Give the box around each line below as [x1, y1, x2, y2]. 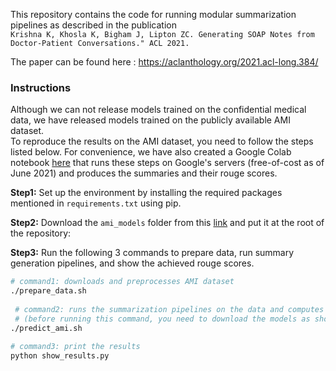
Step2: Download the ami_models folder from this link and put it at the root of [10, 217, 325, 229]
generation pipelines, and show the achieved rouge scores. [10, 257, 255, 269]
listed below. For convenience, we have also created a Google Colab [10, 146, 292, 158]
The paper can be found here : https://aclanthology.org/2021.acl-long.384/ [10, 56, 319, 68]
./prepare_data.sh [10, 286, 87, 296]
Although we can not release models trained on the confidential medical [10, 104, 307, 116]
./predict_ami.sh [10, 323, 83, 333]
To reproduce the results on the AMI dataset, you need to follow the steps [10, 135, 314, 148]
